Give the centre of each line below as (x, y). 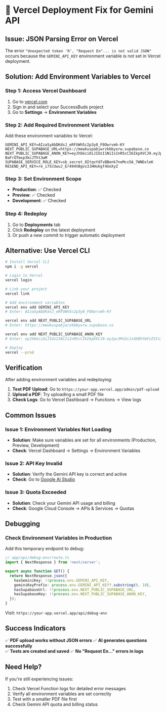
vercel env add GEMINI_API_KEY (37, 307)
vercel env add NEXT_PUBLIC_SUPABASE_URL (48, 321)
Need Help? (23, 667)
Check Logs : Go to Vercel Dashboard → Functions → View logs (77, 400)
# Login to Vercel (24, 276)
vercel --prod (20, 352)
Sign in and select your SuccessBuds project (58, 107)
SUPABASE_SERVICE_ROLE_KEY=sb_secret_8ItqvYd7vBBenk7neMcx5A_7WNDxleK (79, 162)
